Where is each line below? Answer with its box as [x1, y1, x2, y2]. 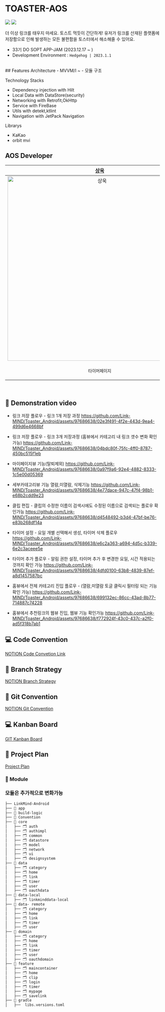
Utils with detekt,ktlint [12, 108, 56, 114]
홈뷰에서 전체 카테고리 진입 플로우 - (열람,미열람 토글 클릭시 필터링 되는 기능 [12, 583, 157, 589]
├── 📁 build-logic [5, 810, 43, 815]
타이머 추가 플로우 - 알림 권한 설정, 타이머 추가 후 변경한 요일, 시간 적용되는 [12, 556, 156, 562]
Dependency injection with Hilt [12, 87, 75, 93]
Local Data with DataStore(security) [12, 92, 85, 98]
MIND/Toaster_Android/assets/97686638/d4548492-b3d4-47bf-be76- [12, 514, 157, 520]
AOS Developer [5, 152, 53, 160]
